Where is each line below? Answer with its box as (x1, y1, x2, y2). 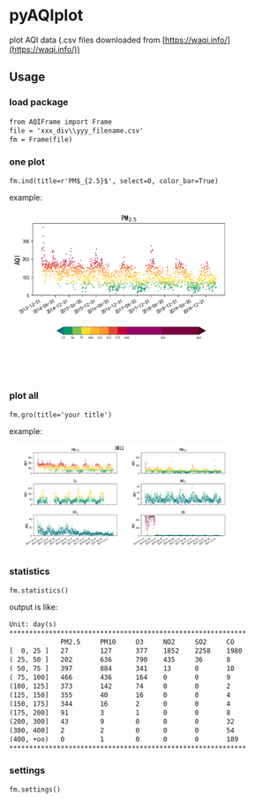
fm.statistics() (9, 586, 69, 595)
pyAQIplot (9, 5, 84, 26)
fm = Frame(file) (9, 134, 73, 144)
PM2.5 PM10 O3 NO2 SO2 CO (60, 638, 236, 646)
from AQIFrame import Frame (9, 117, 113, 126)
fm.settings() (9, 785, 62, 794)
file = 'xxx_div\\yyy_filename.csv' (9, 126, 144, 135)
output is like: (9, 602, 58, 613)
